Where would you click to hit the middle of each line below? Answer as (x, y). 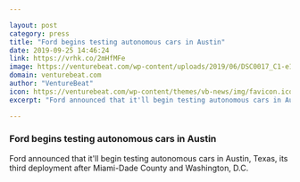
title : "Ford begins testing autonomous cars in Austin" (117, 42)
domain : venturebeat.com (55, 75)
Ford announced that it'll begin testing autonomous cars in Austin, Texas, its (149, 158)
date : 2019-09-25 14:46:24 (59, 50)
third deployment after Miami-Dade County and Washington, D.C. (129, 168)
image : (21, 67)
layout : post (33, 25)
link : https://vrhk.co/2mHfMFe (67, 59)
